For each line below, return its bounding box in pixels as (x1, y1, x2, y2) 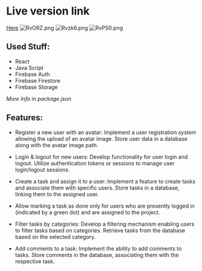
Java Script (14, 64, 43, 71)
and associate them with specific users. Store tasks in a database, (14, 184, 180, 191)
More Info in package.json (6, 95, 72, 102)
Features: (6, 113, 43, 123)
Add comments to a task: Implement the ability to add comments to (14, 244, 182, 252)
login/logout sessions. (14, 166, 71, 173)
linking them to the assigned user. (14, 190, 99, 197)
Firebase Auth (14, 71, 50, 78)
